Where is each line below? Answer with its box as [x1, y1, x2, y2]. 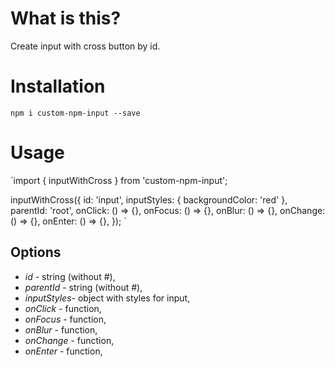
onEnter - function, [24, 345, 103, 357]
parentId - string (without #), [24, 281, 143, 293]
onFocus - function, [24, 313, 107, 325]
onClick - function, [24, 302, 102, 314]
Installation [10, 75, 106, 98]
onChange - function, [24, 334, 115, 346]
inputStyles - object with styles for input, [24, 292, 191, 304]
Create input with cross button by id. [10, 40, 161, 52]
